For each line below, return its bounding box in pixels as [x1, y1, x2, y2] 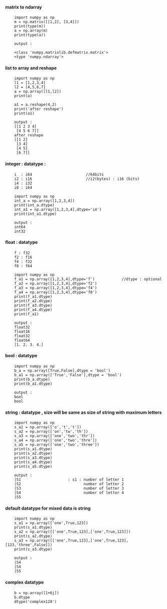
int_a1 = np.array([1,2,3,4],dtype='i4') [14, 207, 101, 212]
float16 [14, 329, 30, 334]
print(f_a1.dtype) [14, 294, 52, 299]
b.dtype [14, 595, 30, 600]
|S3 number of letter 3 [14, 486, 124, 491]
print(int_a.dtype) [14, 202, 55, 207]
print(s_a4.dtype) [14, 460, 52, 465]
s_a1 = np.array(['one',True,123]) [14, 521, 88, 526]
